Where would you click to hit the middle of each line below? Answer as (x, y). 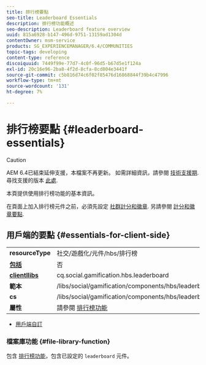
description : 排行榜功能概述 (40, 23)
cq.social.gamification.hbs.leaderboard (113, 275)
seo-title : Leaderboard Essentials (52, 18)
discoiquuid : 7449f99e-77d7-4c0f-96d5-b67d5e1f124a (74, 63)
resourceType (30, 253)
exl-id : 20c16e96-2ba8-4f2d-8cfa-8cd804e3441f (67, 69)
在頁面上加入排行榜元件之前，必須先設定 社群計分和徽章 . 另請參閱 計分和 (98, 206)
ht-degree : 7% (25, 92)
